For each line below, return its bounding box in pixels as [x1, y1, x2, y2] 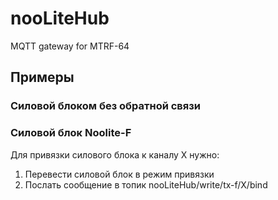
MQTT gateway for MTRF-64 [10, 40, 130, 52]
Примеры [10, 69, 75, 86]
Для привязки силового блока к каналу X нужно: [10, 148, 220, 161]
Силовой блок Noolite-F [10, 126, 132, 140]
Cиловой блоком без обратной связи [10, 99, 201, 113]
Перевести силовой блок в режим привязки [24, 168, 215, 180]
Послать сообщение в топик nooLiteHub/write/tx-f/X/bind [24, 178, 268, 191]
